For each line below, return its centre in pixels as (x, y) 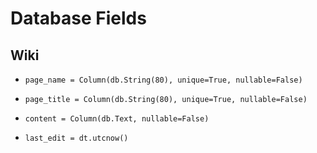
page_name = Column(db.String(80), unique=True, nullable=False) (163, 80)
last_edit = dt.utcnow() (76, 138)
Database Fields (78, 18)
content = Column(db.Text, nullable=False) (117, 119)
